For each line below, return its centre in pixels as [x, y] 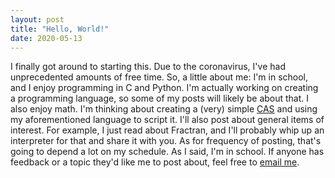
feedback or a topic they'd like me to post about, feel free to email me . [155, 162]
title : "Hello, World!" [60, 29]
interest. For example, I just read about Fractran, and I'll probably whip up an [167, 130]
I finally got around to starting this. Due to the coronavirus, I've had [148, 67]
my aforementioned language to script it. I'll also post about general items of [167, 120]
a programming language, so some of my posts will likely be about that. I [160, 98]
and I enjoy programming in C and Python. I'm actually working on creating [164, 88]
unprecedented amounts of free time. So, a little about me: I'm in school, [159, 77]
